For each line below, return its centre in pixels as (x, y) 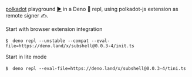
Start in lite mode (26, 57)
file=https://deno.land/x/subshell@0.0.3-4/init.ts (70, 46)
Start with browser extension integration (54, 29)
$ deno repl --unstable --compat (47, 41)
